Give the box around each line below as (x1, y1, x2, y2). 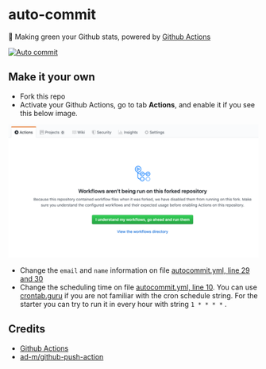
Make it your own (8, 70, 95, 84)
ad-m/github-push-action (19, 352, 104, 361)
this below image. (19, 108, 78, 118)
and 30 (19, 274, 44, 283)
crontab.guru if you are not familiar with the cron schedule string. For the (19, 290, 258, 300)
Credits (8, 322, 46, 336)
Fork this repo (19, 91, 66, 101)
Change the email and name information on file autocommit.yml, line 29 (19, 265, 250, 275)
